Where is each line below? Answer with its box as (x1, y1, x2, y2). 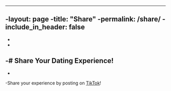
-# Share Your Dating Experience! (5, 56, 114, 65)
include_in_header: (5, 23, 68, 32)
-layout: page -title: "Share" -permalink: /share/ (5, 15, 161, 23)
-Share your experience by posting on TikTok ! (5, 80, 101, 86)
